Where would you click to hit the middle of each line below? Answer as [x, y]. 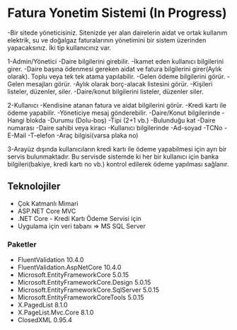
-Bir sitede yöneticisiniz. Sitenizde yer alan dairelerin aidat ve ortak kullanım [117, 33]
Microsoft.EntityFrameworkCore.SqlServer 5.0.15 [88, 290]
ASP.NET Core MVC [47, 211]
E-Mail [17, 135]
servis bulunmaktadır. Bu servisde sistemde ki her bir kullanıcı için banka [113, 157]
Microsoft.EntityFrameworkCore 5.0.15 [73, 275]
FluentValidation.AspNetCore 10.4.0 [69, 268]
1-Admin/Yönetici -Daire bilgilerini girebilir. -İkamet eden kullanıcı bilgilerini [116, 61]
